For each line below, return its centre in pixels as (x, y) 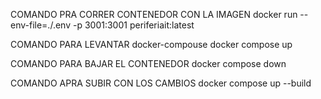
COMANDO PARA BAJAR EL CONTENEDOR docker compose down (148, 63)
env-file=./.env (41, 25)
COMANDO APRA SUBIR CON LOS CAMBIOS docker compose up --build (161, 83)
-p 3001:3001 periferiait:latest (133, 25)
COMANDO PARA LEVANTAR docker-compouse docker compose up (151, 44)
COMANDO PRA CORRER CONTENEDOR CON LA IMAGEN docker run (154, 14)
